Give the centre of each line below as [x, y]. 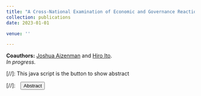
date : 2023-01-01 [28, 23]
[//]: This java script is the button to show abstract [68, 74]
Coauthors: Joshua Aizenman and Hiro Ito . [59, 56]
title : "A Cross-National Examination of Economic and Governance [91, 12]
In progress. [21, 62]
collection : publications [38, 17]
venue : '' [19, 33]
